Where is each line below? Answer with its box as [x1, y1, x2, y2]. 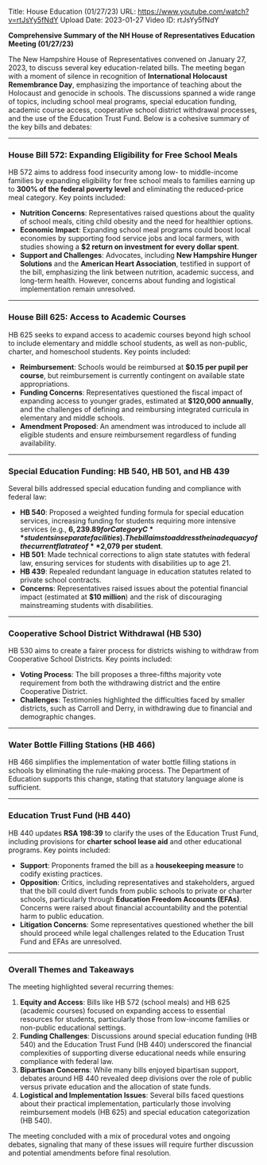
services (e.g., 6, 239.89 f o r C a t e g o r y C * [19, 524, 153, 534]
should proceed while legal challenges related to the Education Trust [19, 928, 245, 937]
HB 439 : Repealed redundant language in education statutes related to [19, 567, 252, 576]
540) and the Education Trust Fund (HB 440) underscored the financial [19, 1040, 253, 1050]
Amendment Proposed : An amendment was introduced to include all [19, 421, 246, 431]
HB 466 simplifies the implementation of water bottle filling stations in [8, 758, 237, 767]
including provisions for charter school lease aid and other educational [8, 836, 242, 846]
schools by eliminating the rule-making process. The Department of [8, 766, 230, 775]
